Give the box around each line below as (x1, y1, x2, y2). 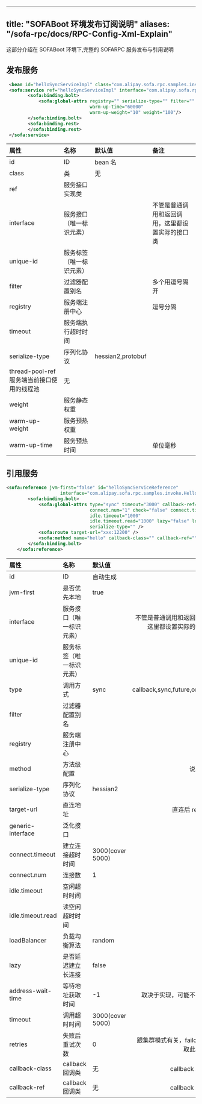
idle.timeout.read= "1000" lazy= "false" (89, 518, 189, 524)
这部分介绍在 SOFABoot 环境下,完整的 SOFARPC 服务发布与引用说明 (6, 46, 174, 53)
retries (9, 1040, 28, 1049)
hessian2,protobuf (94, 352, 147, 360)
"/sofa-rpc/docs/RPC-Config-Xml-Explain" (6, 29, 173, 39)
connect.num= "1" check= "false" (89, 507, 168, 513)
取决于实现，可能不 (141, 991, 196, 999)
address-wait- (9, 986, 52, 995)
